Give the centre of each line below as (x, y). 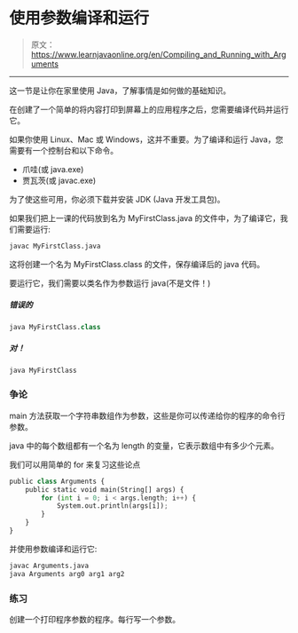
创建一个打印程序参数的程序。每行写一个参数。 (94, 619)
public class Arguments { (57, 481)
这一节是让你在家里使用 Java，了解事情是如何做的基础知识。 (120, 91)
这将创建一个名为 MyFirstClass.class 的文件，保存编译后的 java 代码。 (137, 264)
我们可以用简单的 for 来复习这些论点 (75, 464)
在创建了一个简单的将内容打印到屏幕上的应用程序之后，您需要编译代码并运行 (149, 109)
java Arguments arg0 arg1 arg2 (67, 574)
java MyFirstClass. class (55, 327)
